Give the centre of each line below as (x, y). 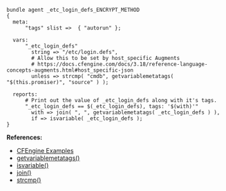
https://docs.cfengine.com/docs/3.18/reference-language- (122, 64)
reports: (25, 94)
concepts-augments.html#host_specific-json (70, 70)
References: (25, 137)
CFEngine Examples (45, 151)
